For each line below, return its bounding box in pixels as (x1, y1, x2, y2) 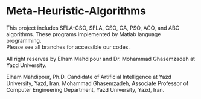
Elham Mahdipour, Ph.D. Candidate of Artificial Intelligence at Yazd (6, 73, 172, 80)
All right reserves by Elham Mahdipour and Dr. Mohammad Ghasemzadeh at (6, 55, 195, 62)
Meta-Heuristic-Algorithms (6, 4, 147, 18)
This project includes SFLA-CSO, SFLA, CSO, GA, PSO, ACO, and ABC (6, 24, 180, 31)
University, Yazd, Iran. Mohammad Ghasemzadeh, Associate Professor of (6, 80, 189, 87)
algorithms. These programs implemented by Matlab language (6, 30, 161, 37)
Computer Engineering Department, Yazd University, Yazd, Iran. (6, 86, 165, 93)
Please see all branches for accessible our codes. (6, 43, 130, 51)
